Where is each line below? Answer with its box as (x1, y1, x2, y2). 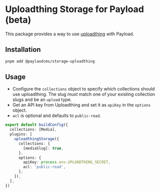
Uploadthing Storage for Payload (5, 4, 144, 15)
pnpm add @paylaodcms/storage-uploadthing (5, 59, 95, 64)
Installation (5, 45, 41, 54)
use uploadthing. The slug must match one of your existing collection (12, 91, 155, 98)
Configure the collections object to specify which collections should (12, 86, 155, 92)
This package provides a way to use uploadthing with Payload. (5, 31, 134, 37)
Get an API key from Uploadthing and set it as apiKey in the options (12, 102, 151, 108)
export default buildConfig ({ (5, 122, 68, 128)
